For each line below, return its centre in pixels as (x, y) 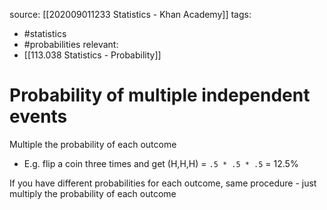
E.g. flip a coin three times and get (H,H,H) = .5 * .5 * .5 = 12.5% (161, 163)
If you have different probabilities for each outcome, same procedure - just (163, 183)
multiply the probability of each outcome (93, 193)
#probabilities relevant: (71, 44)
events (38, 116)
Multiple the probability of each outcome (93, 144)
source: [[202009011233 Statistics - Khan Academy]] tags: (130, 14)
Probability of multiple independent (160, 95)
